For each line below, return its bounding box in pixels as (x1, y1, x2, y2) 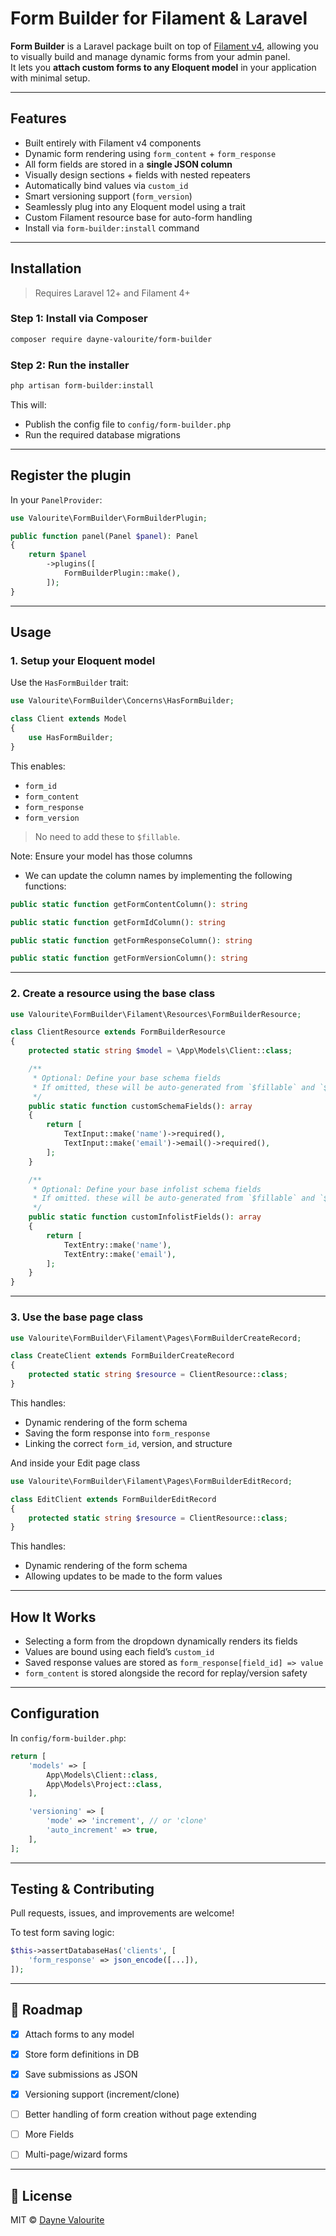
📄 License (10, 2187, 73, 2204)
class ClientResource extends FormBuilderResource (10, 1027, 226, 1037)
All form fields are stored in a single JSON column (24, 158, 233, 170)
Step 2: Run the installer (10, 358, 130, 372)
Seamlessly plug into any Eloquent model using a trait (24, 200, 246, 212)
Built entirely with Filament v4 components (24, 137, 202, 149)
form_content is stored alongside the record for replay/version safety (24, 1667, 308, 1679)
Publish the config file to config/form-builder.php (24, 418, 232, 430)
